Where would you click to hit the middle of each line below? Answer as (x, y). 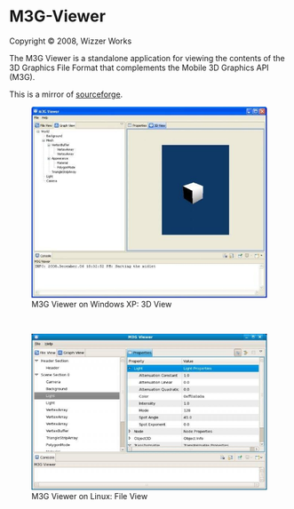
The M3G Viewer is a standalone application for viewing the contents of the (147, 58)
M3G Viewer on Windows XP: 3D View (102, 304)
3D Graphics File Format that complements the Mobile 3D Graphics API (139, 68)
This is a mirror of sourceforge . (66, 94)
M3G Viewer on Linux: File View (90, 496)
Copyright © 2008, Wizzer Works (71, 41)
